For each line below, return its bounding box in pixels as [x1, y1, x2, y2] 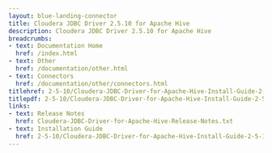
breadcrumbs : [8, 34, 53, 43]
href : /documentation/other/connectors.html [15, 79, 168, 87]
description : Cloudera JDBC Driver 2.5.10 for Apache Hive [8, 27, 212, 35]
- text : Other [8, 57, 57, 66]
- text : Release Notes [8, 110, 85, 118]
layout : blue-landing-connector [8, 11, 117, 20]
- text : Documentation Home [8, 42, 104, 50]
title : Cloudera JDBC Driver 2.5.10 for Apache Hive [8, 19, 190, 28]
